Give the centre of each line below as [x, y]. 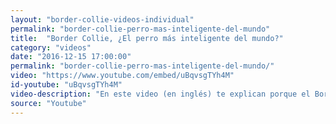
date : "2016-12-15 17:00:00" [71, 57]
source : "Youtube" [48, 103]
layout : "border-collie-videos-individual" [102, 19]
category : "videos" [51, 47]
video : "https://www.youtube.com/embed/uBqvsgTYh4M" [122, 76]
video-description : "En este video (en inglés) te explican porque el [160, 94]
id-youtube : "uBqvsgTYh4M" [66, 85]
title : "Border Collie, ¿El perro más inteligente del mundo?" [147, 38]
